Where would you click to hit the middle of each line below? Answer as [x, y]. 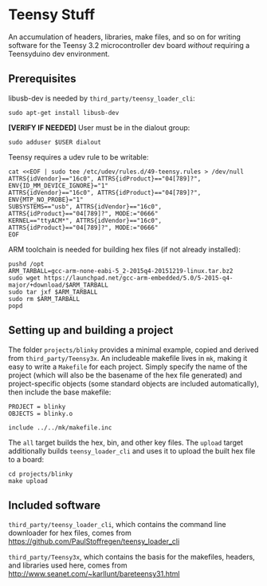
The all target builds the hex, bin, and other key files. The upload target [126, 442]
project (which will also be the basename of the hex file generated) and [125, 375]
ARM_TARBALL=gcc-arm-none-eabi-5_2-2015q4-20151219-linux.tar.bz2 [121, 271]
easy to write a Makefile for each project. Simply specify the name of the [128, 366]
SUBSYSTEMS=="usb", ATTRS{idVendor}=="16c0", [85, 206]
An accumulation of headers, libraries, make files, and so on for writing [124, 37]
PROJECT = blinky [37, 406]
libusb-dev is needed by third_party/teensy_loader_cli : [102, 98]
